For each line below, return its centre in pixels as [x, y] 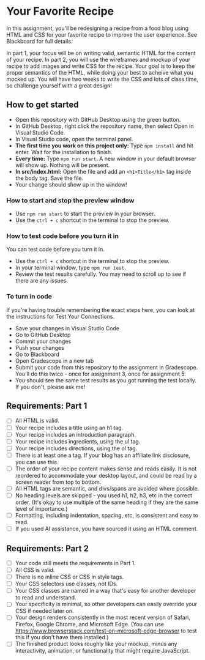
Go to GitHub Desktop [43, 335]
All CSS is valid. [35, 570]
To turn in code [29, 297]
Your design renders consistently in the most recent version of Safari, [103, 617]
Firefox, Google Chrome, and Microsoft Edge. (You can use [89, 625]
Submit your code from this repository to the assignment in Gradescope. [106, 367]
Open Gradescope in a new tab [54, 361]
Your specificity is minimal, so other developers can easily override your [106, 604]
